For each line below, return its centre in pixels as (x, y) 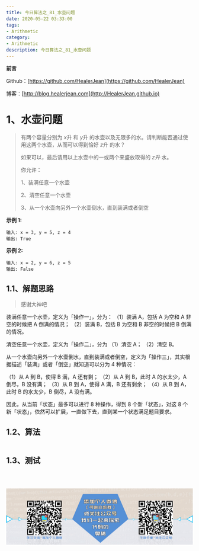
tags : (13, 25)
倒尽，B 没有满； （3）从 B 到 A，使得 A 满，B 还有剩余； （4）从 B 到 (93, 384)
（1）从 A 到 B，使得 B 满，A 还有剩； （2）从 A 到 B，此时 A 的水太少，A (97, 377)
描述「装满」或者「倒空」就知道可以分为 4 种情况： (74, 364)
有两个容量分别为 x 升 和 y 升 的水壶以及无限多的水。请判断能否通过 (102, 137)
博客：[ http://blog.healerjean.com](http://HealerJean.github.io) (83, 93)
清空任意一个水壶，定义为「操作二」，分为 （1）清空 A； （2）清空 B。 (92, 344)
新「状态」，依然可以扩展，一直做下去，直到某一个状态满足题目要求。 (90, 411)
